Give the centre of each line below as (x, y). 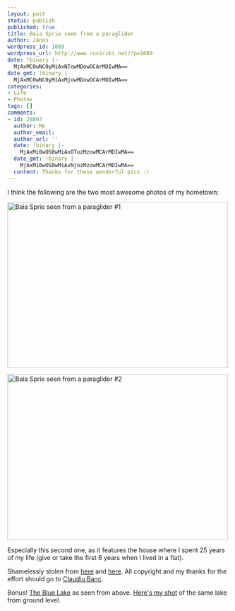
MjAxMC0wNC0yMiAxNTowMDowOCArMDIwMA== (71, 67)
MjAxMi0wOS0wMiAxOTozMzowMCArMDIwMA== (77, 152)
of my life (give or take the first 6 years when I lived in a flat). (96, 557)
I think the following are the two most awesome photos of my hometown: (113, 192)
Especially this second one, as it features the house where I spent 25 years (116, 550)
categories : (25, 86)
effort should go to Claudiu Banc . (55, 578)
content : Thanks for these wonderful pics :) (82, 172)
